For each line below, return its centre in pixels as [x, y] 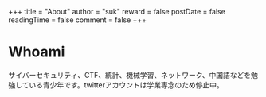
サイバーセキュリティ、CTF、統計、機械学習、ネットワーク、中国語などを [130, 75]
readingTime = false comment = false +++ [78, 20]
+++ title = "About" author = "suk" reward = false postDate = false [117, 12]
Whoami [37, 52]
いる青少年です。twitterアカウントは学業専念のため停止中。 [127, 85]
